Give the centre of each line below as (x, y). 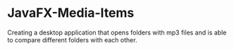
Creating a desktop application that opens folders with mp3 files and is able (117, 32)
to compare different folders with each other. (72, 39)
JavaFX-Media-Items (71, 13)
